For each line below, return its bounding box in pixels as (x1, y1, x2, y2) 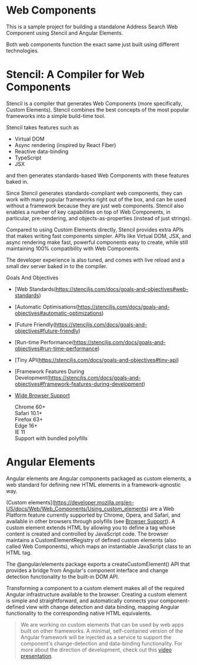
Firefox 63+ (14, 416, 43, 423)
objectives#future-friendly (14, 327, 79, 334)
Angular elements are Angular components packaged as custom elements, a (6, 475, 192, 482)
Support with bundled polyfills (14, 435, 88, 442)
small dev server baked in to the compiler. (6, 262, 108, 269)
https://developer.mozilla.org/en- (54, 498, 134, 506)
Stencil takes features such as (6, 123, 79, 131)
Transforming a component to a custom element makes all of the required (6, 584, 185, 591)
